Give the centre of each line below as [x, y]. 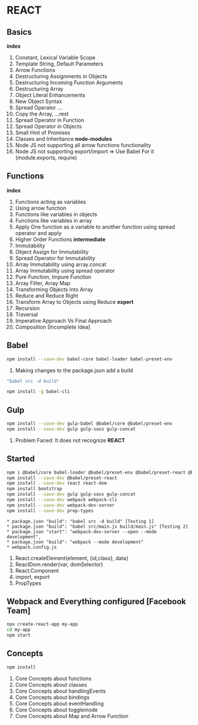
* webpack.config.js [32, 547]
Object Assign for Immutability [52, 251]
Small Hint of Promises [43, 133]
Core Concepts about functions [53, 678]
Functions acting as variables [51, 201]
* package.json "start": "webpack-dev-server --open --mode [82, 532]
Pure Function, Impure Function [53, 277]
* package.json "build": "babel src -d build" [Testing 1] [80, 521]
